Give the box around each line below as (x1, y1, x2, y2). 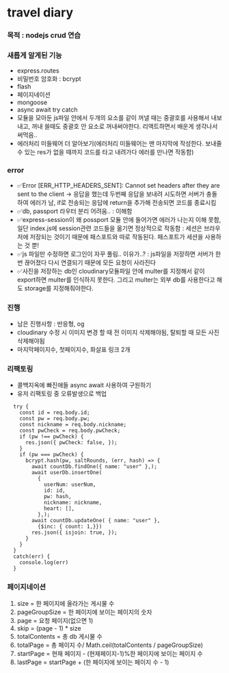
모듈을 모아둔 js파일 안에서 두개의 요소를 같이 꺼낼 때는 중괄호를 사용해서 (16, 114, 210, 122)
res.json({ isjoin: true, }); (31, 529, 118, 536)
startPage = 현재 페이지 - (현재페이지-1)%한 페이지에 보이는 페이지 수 (16, 649, 203, 657)
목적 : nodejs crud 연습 (7, 31, 81, 40)
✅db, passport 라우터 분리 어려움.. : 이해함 (16, 207, 133, 215)
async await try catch (16, 106, 78, 114)
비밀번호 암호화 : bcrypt (16, 75, 81, 83)
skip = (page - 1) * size (16, 624, 81, 632)
